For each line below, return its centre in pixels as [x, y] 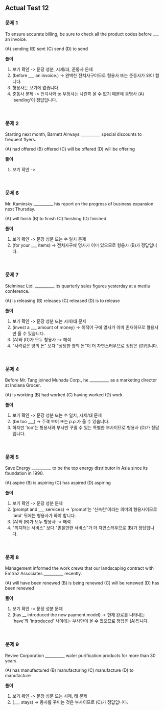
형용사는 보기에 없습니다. [36, 87]
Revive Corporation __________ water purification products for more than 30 [80, 655]
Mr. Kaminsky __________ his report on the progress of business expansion [79, 204]
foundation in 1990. [24, 473]
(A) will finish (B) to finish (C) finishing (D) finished [56, 219]
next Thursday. [20, 209]
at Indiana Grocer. [23, 385]
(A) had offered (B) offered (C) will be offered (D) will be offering [70, 149]
